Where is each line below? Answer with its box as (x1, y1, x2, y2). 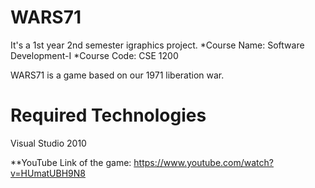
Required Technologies (10, 104, 207, 127)
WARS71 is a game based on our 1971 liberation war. (10, 69, 225, 81)
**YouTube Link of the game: (10, 156, 132, 168)
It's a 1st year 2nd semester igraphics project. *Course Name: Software (10, 39, 305, 51)
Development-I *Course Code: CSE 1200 (10, 49, 179, 61)
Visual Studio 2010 (10, 137, 87, 149)
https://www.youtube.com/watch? (133, 156, 274, 168)
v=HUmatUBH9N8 (10, 167, 86, 179)
